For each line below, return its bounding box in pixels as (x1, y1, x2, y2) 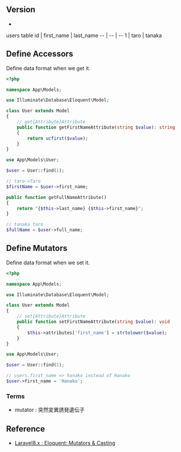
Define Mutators (6, 243, 68, 253)
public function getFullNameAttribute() (6, 194, 107, 200)
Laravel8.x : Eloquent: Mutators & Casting (14, 440, 116, 447)
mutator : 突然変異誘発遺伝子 (14, 407, 85, 414)
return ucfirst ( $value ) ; (27, 135, 88, 141)
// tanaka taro (6, 221, 44, 228)
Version (6, 5, 35, 15)
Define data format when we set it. (6, 259, 90, 266)
